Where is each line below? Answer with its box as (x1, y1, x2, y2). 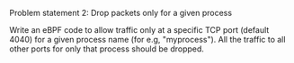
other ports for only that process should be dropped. (9, 43, 205, 54)
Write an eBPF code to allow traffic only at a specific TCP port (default (9, 25, 270, 35)
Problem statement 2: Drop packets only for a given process (9, 8, 232, 18)
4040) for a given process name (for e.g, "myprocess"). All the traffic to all (9, 35, 286, 44)
